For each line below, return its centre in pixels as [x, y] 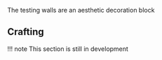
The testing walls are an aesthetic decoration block [81, 10]
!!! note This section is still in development [68, 49]
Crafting [26, 32]
